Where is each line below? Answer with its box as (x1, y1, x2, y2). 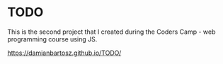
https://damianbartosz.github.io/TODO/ (7, 49, 122, 57)
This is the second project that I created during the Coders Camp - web (7, 27, 216, 36)
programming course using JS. (7, 34, 98, 43)
